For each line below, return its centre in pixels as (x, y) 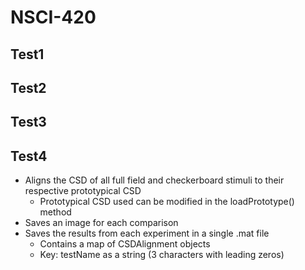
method (55, 212)
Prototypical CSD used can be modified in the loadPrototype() (167, 202)
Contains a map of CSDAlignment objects (125, 244)
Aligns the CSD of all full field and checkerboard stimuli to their (154, 180)
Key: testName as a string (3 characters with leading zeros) (162, 255)
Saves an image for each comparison (101, 223)
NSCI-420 (53, 17)
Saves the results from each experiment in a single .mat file (147, 233)
